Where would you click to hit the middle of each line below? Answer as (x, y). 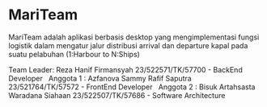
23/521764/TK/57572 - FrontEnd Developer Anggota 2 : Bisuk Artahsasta (132, 87)
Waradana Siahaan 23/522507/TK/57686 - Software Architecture (117, 95)
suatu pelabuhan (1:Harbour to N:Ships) (74, 54)
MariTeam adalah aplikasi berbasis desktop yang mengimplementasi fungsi (134, 37)
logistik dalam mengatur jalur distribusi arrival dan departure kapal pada (128, 45)
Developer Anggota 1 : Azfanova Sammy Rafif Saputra (100, 78)
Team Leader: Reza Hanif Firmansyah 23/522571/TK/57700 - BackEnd (125, 69)
